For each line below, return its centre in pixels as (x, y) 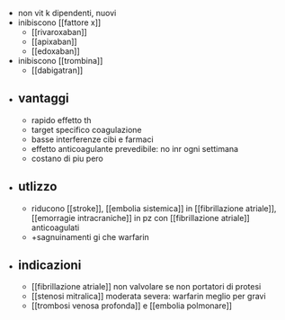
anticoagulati (55, 227)
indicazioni (49, 266)
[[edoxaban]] (56, 51)
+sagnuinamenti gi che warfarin (90, 236)
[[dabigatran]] (57, 70)
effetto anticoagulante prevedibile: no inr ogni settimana (135, 148)
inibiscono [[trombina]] (60, 61)
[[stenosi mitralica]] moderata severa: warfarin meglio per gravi (149, 297)
